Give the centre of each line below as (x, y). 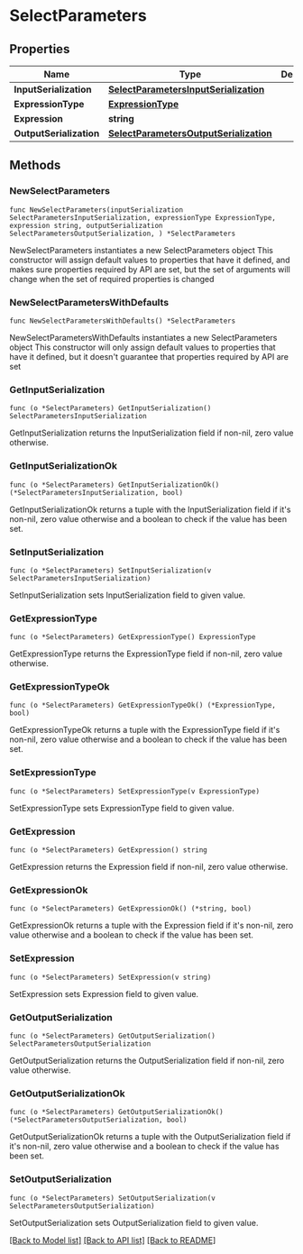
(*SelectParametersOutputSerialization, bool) (98, 1120)
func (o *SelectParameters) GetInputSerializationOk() (115, 485)
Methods (35, 165)
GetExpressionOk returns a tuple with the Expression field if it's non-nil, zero (151, 926)
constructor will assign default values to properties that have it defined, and (150, 260)
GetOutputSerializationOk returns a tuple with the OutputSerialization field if (150, 1137)
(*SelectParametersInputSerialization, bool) (96, 492)
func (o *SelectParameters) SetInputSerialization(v (110, 570)
